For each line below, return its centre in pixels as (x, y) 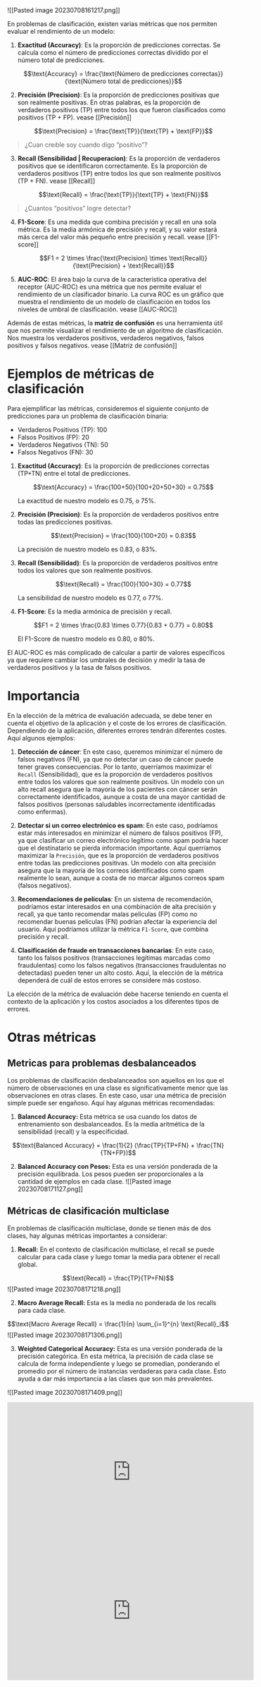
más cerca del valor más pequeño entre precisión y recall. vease (111, 237)
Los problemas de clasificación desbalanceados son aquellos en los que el (116, 1080)
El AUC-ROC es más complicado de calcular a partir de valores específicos (116, 652)
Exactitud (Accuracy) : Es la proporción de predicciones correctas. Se (119, 45)
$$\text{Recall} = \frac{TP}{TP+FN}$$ (118, 1278)
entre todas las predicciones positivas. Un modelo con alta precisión (116, 863)
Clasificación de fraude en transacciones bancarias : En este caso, (116, 950)
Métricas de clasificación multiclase (89, 1211)
